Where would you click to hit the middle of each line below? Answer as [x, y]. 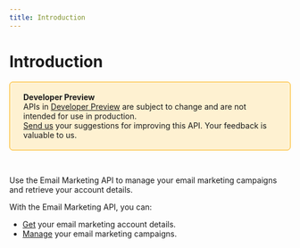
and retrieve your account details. [71, 189]
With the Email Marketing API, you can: [81, 207]
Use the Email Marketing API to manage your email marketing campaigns [143, 180]
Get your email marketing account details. [99, 224]
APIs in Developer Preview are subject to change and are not [135, 106]
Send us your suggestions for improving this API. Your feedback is [146, 125]
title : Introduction [48, 17]
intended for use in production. [80, 116]
